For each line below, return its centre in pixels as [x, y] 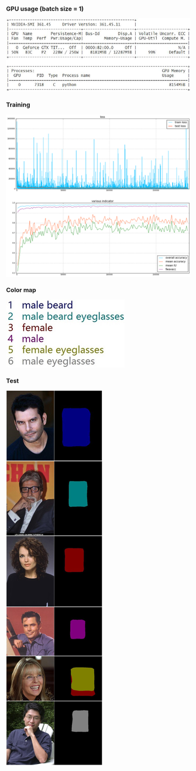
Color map [21, 290]
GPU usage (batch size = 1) [45, 9]
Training [18, 105]
